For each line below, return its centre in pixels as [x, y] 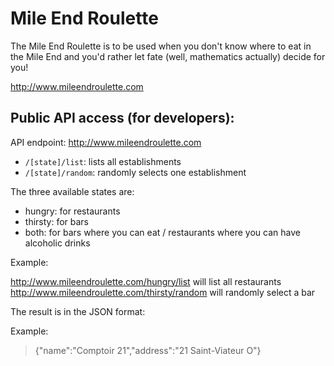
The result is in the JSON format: [78, 311]
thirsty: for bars [57, 221]
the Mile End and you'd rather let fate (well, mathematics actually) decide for [168, 56]
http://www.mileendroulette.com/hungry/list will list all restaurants [146, 281]
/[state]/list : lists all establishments [103, 161]
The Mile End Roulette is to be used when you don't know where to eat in [161, 46]
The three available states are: [72, 191]
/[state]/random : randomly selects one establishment [135, 172]
